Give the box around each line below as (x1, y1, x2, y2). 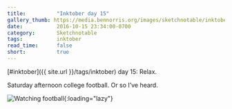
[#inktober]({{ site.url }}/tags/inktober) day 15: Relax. (7, 67, 157, 76)
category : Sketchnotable (7, 29, 97, 37)
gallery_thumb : (7, 17, 51, 23)
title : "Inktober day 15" (7, 10, 110, 17)
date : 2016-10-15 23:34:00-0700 (7, 23, 131, 30)
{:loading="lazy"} (64, 94, 114, 102)
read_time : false (7, 42, 72, 49)
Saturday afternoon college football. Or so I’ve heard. (7, 81, 159, 89)
